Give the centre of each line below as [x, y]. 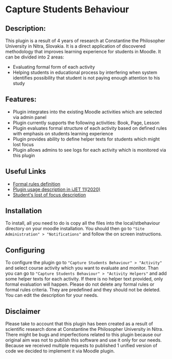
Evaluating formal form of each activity [54, 67]
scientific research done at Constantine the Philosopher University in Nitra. [84, 329]
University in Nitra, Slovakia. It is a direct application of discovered [75, 46]
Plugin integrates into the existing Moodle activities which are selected [87, 112]
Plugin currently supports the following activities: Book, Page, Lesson [86, 123]
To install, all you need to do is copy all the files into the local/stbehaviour [83, 223]
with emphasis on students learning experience [63, 133]
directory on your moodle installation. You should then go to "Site [75, 229]
